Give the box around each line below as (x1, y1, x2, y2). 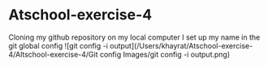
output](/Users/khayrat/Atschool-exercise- (109, 40, 253, 50)
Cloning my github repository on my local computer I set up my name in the (8, 32, 261, 42)
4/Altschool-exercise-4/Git (8, 49, 98, 59)
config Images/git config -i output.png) (99, 49, 231, 59)
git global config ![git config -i (8, 40, 108, 50)
